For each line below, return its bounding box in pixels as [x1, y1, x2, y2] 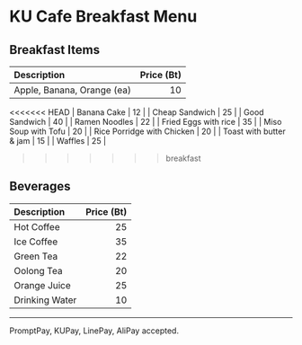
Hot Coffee [13, 220, 60, 233]
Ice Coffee [13, 235, 58, 248]
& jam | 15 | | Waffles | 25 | [9, 136, 106, 146]
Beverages [9, 179, 71, 194]
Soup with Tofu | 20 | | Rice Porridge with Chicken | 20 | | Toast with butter [9, 126, 286, 137]
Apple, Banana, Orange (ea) [13, 84, 132, 96]
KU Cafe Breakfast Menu [9, 6, 198, 27]
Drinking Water [13, 294, 77, 306]
